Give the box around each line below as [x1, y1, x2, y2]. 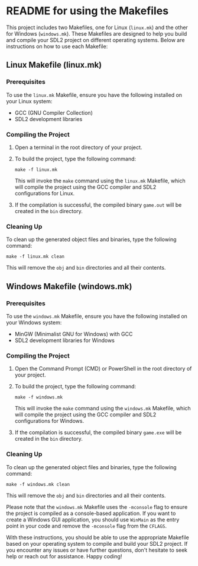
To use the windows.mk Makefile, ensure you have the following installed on [6, 312, 188, 320]
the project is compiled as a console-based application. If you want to [6, 510, 176, 517]
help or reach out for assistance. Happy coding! [6, 552, 122, 559]
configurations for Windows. [14, 418, 85, 425]
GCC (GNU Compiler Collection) [14, 109, 93, 116]
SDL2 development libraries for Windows [14, 337, 115, 344]
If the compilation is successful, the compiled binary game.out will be [14, 201, 182, 208]
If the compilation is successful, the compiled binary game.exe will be [14, 429, 182, 436]
